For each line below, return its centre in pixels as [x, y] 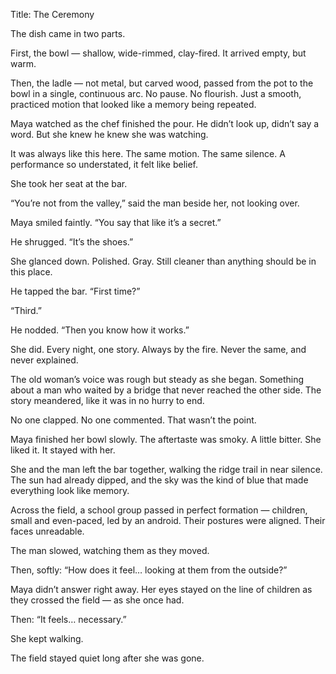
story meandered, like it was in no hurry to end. [107, 400]
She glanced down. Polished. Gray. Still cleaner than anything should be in [163, 261]
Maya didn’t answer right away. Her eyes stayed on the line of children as [161, 589]
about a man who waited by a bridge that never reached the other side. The [166, 390]
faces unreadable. [47, 531]
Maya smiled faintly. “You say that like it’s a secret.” [116, 222]
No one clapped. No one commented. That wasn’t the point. [133, 420]
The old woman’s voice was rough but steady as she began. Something [157, 379]
